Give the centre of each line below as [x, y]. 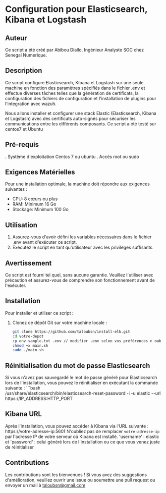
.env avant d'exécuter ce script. [45, 242]
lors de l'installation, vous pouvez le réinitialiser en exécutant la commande [82, 383]
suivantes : [16, 189]
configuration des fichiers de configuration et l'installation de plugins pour [81, 98]
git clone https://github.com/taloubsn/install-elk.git [71, 331]
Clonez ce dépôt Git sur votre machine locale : [60, 323]
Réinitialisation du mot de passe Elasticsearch [78, 365]
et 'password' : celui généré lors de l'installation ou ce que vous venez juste [83, 441]
